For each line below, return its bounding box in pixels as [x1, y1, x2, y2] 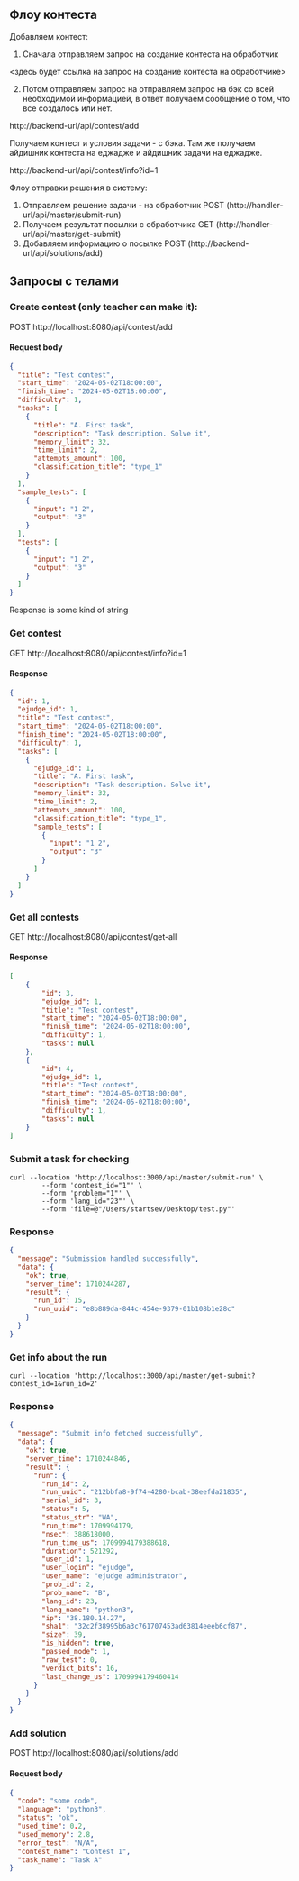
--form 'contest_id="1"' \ [41, 1180, 143, 1189]
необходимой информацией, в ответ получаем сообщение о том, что [22, 93, 291, 104]
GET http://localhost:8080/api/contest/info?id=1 [9, 647, 186, 658]
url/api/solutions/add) [22, 247, 104, 258]
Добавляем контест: [9, 31, 88, 41]
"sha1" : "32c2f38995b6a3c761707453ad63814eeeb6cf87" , [41, 1622, 248, 1631]
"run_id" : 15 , [32, 1296, 87, 1306]
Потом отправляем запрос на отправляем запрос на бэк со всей [22, 83, 275, 94]
